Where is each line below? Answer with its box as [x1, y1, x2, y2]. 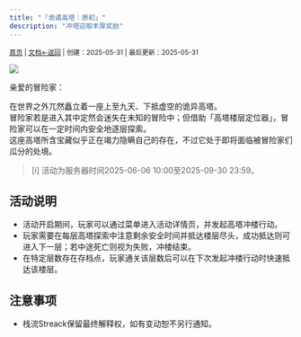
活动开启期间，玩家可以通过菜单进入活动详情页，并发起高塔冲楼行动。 [22, 219, 283, 230]
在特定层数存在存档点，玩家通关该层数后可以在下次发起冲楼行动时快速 [22, 253, 283, 263]
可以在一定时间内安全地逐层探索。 [24, 123, 151, 134]
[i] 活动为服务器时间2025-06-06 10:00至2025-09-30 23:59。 [31, 164, 259, 175]
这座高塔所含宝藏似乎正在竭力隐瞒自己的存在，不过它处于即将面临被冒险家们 [9, 134, 293, 145]
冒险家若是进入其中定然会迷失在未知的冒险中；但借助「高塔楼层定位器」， [9, 111, 281, 122]
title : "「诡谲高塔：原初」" [9, 13, 106, 22]
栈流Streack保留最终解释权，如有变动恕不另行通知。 [22, 318, 217, 329]
